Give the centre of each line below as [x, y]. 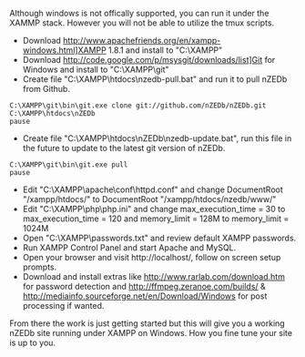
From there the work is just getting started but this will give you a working [147, 323]
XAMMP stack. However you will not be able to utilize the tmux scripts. [142, 23]
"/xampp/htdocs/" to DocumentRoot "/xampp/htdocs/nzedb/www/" [149, 199]
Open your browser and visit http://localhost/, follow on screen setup [152, 257]
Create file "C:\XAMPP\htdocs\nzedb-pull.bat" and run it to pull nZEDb [155, 79]
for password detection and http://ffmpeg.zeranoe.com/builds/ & [144, 286]
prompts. [40, 267]
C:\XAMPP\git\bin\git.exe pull [69, 165]
